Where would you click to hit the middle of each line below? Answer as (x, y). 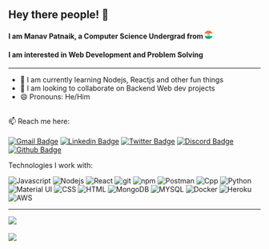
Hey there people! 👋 (59, 15)
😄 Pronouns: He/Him (55, 97)
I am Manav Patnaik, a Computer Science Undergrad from (106, 36)
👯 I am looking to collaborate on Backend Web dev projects (117, 88)
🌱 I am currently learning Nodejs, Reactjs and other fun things (122, 80)
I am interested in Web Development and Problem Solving (106, 54)
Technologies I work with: (51, 166)
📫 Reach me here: (39, 122)
